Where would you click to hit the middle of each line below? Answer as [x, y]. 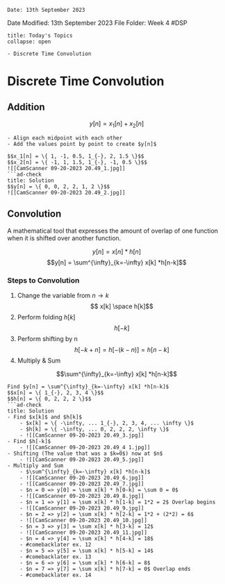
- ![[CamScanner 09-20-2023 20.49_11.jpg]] [84, 532]
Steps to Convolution [43, 280]
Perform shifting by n [48, 339]
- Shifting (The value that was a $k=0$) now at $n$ [85, 453]
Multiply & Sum [39, 360]
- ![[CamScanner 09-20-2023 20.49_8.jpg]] [82, 496]
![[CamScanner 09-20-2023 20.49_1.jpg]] [67, 168]
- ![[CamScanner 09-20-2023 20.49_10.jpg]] [84, 520]
